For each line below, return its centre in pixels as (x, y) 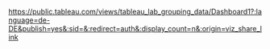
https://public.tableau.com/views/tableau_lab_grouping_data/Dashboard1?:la (135, 12)
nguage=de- (29, 20)
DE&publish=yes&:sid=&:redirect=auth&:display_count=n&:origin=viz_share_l (135, 29)
